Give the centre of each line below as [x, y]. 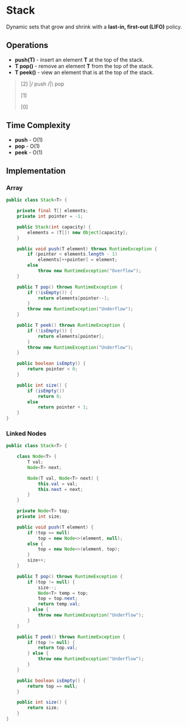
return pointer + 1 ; [63, 407]
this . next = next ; [60, 489]
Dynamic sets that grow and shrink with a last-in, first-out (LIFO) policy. [94, 27]
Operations [27, 45]
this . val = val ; [58, 484]
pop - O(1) [27, 146]
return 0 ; [50, 396]
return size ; [43, 708]
